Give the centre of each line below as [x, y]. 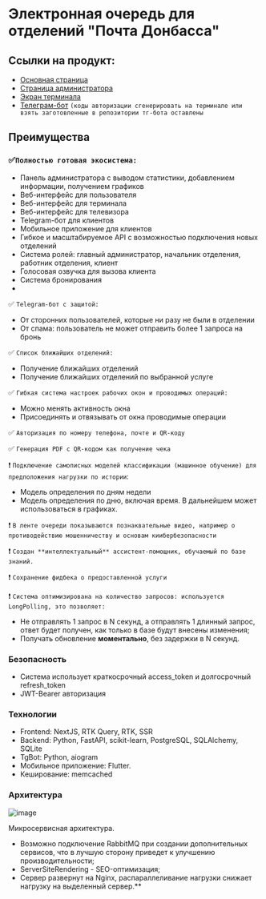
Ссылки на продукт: [62, 60]
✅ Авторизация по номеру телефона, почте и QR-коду [97, 432]
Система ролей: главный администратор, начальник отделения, [130, 254]
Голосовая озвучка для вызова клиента [88, 271]
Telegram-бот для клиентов [67, 220]
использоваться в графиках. [69, 508]
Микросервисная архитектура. [61, 828]
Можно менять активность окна [75, 408]
